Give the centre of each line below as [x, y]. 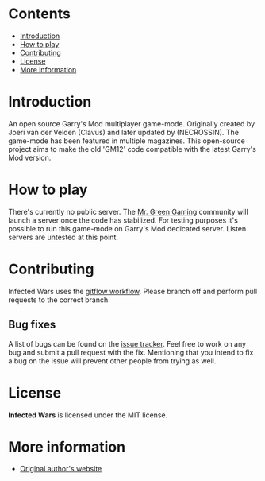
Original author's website [61, 469]
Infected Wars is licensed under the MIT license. [88, 415]
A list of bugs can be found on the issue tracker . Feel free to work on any [127, 343]
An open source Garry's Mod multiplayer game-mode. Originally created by [132, 123]
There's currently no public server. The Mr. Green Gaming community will [128, 211]
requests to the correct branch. [59, 300]
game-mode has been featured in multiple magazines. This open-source [127, 141]
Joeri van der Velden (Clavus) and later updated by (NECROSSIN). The [124, 132]
